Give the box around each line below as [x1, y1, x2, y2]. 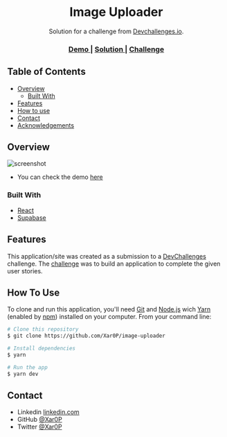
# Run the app [7, 363, 48, 371]
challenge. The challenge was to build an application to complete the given [7, 259, 221, 268]
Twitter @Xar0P [17, 422, 62, 431]
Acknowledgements [17, 121, 75, 129]
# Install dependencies [7, 345, 76, 352]
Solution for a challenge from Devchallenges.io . [48, 27, 184, 35]
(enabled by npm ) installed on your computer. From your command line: [7, 313, 212, 321]
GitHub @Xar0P [17, 415, 62, 424]
